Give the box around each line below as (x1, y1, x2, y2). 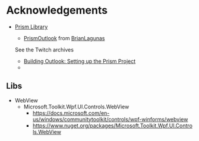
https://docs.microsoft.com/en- (32, 109, 110, 116)
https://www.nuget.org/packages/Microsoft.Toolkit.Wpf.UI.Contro (32, 122, 193, 129)
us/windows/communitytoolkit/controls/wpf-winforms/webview (32, 116, 188, 123)
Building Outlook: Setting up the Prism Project (23, 57, 136, 65)
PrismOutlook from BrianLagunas (23, 34, 105, 41)
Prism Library (14, 23, 48, 30)
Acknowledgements (6, 4, 108, 17)
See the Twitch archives (14, 46, 74, 53)
